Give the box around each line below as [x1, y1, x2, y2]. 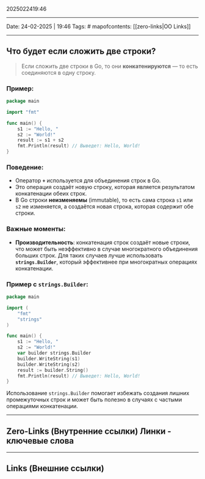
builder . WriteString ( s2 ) [17, 361, 81, 368]
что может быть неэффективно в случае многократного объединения [15, 245, 198, 253]
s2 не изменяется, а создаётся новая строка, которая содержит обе [15, 203, 194, 210]
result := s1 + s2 [17, 137, 64, 143]
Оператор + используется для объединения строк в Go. [15, 177, 161, 184]
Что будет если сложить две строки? [6, 46, 156, 57]
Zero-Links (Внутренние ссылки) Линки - [6, 426, 172, 436]
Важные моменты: [6, 225, 66, 233]
